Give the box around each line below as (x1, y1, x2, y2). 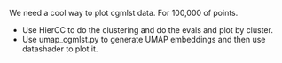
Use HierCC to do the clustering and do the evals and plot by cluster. (21, 25, 273, 35)
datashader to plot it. (21, 43, 98, 54)
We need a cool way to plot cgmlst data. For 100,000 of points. (9, 8, 239, 18)
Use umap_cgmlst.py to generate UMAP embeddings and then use (21, 35, 266, 44)
